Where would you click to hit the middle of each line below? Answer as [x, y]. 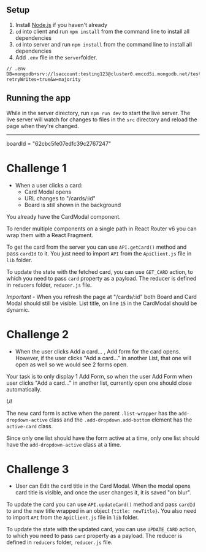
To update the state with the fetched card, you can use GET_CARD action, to [100, 271]
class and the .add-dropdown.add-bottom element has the [120, 420]
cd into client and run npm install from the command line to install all [102, 31]
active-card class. [30, 426]
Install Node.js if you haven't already [61, 25]
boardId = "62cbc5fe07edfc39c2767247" [59, 143]
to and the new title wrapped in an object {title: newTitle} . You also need [101, 511]
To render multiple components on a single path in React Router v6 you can [102, 229]
